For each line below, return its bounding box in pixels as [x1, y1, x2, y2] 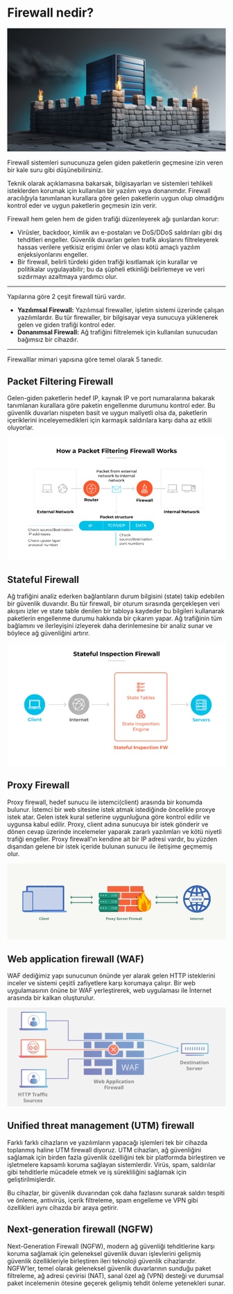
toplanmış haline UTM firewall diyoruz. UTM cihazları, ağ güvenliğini [7, 1146, 202, 1154]
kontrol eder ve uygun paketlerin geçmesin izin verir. [7, 201, 157, 210]
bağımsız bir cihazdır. [17, 335, 78, 344]
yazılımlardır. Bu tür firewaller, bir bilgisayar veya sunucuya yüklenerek [17, 314, 218, 322]
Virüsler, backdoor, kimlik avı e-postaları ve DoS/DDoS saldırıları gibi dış [17, 228, 223, 237]
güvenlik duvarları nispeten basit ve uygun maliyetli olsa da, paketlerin [7, 409, 208, 417]
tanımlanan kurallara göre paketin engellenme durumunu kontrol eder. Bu [7, 401, 216, 410]
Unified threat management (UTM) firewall [7, 1120, 195, 1132]
